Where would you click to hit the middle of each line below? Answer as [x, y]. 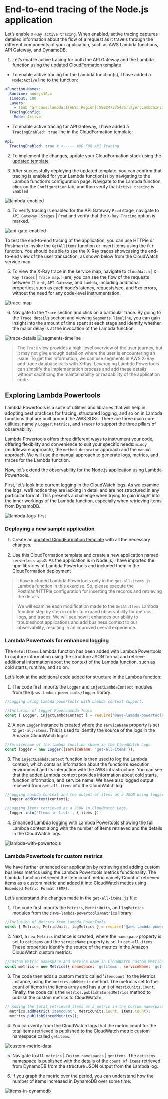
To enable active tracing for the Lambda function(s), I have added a [82, 74]
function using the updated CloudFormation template [67, 65]
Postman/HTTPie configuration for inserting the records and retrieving [90, 591]
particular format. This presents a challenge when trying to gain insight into [82, 495]
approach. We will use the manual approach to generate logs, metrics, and [82, 455]
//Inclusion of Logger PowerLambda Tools [49, 711]
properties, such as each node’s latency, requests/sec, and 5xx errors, [85, 288]
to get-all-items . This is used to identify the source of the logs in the [84, 730]
